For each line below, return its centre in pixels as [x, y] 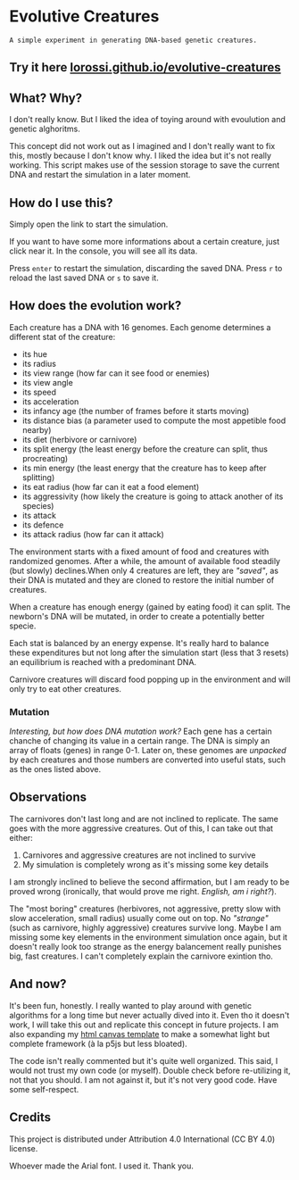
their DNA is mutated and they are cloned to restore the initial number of [142, 580]
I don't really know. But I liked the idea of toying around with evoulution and [147, 120]
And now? [38, 984]
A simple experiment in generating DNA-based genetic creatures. [133, 40]
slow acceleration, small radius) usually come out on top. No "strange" [139, 918]
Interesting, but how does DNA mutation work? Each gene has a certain [141, 731]
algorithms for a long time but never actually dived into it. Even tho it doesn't [149, 1015]
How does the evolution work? [96, 306]
